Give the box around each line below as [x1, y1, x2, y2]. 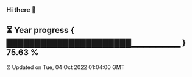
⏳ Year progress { [6, 25, 75, 35]
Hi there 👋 [6, 5, 37, 14]
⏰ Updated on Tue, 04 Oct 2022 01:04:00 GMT [6, 64, 125, 71]
